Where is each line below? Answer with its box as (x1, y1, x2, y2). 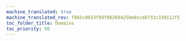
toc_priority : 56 (6, 25, 50, 32)
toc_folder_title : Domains (6, 20, 75, 26)
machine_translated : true (6, 8, 71, 15)
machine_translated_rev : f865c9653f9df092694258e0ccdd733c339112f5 (6, 14, 181, 20)
